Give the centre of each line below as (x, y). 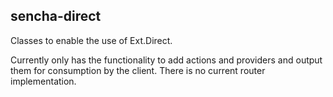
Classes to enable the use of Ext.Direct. (91, 40)
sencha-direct (56, 16)
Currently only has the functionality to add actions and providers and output (166, 60)
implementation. (43, 81)
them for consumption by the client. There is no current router (138, 70)
